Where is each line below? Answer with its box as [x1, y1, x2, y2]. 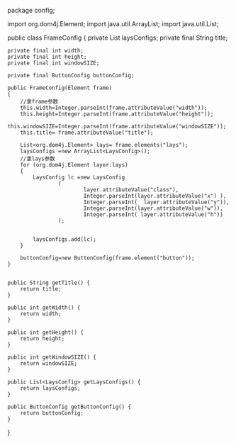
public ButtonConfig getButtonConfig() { [7, 403, 132, 410]
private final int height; [7, 53, 87, 60]
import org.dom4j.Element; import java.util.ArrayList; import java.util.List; [7, 20, 219, 28]
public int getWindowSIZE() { [7, 354, 97, 361]
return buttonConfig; [20, 410, 84, 417]
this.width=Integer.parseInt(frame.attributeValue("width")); [20, 104, 208, 111]
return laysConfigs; [20, 385, 81, 392]
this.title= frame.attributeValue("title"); [20, 129, 154, 136]
